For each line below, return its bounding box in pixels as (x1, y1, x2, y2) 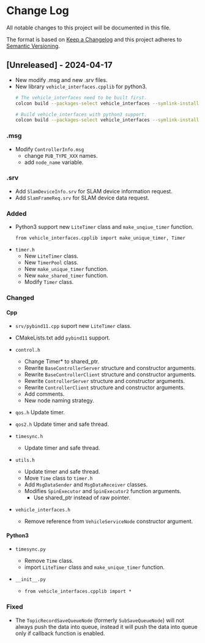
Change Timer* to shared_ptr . (24, 358, 100, 365)
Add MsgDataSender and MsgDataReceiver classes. (24, 481, 148, 488)
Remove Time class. (24, 557, 74, 565)
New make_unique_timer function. (24, 266, 108, 273)
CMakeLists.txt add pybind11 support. (15, 334, 111, 341)
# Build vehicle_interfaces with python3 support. (15, 111, 147, 117)
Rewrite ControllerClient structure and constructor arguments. (24, 384, 185, 392)
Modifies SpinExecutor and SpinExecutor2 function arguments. (24, 488, 182, 495)
